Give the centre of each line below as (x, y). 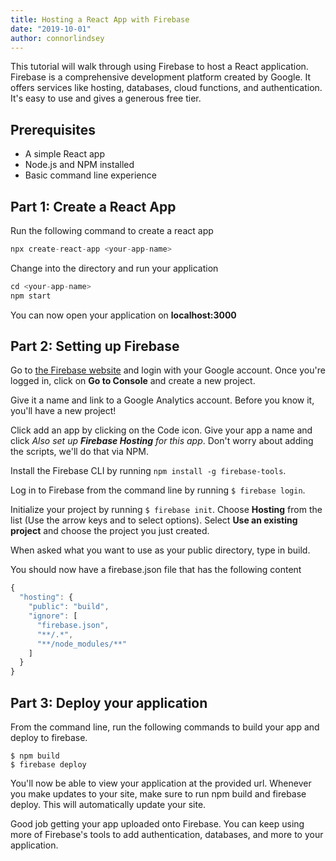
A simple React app (64, 154)
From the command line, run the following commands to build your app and (165, 727)
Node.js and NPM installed (79, 165)
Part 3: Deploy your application (109, 702)
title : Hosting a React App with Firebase (100, 19)
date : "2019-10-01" (51, 29)
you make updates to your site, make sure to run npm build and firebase (158, 794)
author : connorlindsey (57, 38)
